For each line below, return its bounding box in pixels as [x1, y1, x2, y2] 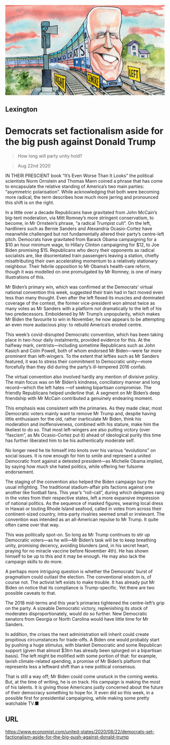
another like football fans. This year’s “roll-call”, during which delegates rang [5, 489, 164, 495]
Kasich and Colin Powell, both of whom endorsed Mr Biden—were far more [5, 348, 162, 354]
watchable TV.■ [5, 700, 39, 706]
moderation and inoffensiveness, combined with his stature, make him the [5, 421, 159, 427]
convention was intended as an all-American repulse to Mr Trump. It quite [5, 516, 158, 522]
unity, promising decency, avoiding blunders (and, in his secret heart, [5, 542, 150, 548]
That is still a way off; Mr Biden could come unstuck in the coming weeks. [5, 673, 159, 680]
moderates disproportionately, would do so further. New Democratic [5, 611, 148, 617]
